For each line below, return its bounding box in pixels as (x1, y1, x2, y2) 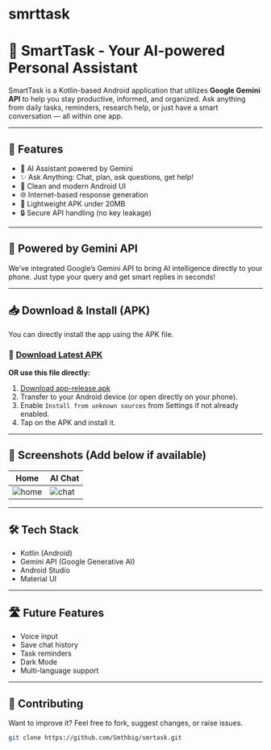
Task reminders (19, 648, 73, 658)
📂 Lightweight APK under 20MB (19, 198, 126, 208)
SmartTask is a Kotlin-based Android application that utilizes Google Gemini (8, 85, 261, 95)
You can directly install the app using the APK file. (8, 329, 174, 339)
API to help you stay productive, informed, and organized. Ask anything (8, 94, 246, 104)
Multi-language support (19, 666, 99, 676)
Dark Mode (19, 657, 58, 667)
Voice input (19, 631, 58, 641)
